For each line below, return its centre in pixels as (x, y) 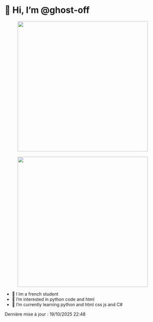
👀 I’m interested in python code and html (53, 299)
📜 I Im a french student (35, 294)
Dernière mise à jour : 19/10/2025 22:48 (45, 314)
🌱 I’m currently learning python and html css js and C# (67, 304)
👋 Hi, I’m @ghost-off (47, 10)
